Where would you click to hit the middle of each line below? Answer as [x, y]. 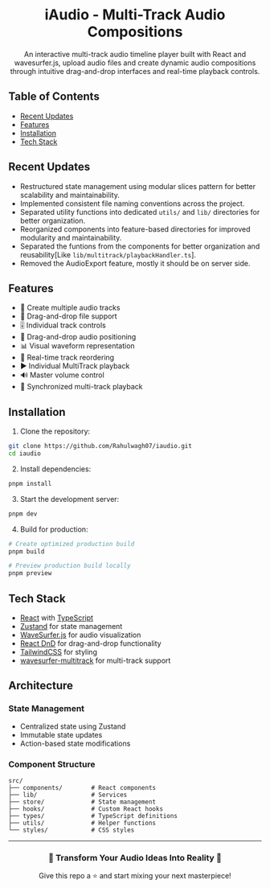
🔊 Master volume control [62, 375]
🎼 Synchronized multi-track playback [81, 387]
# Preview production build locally [70, 566]
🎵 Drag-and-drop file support [69, 316]
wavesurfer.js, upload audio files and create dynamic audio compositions [135, 63]
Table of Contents [54, 97]
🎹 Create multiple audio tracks [70, 308]
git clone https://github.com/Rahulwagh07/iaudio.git [100, 446]
